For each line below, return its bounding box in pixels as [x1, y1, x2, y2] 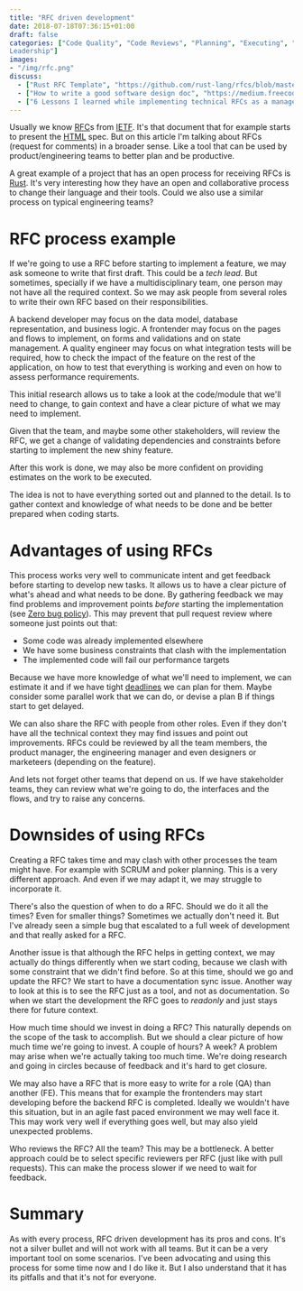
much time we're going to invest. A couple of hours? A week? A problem [9, 1041, 278, 1052]
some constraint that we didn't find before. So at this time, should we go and [9, 966, 294, 977]
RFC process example [9, 228, 176, 249]
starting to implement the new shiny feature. [9, 445, 174, 456]
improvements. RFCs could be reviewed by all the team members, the [9, 737, 268, 749]
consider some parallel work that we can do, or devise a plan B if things [9, 691, 275, 702]
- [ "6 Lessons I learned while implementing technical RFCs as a [17, 97, 269, 106]
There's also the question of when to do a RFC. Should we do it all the [9, 901, 269, 912]
